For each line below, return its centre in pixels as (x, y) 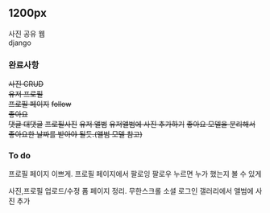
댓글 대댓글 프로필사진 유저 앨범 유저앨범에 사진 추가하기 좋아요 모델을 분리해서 (132, 125)
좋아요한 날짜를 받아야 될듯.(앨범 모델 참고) (75, 134)
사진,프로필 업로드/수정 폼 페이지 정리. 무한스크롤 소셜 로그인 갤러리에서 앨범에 (131, 191)
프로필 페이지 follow (40, 104)
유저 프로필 (26, 94)
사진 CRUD (26, 84)
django (20, 43)
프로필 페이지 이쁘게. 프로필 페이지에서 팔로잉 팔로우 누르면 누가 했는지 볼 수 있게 (135, 174)
